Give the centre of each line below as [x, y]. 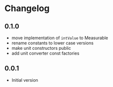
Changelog [27, 8]
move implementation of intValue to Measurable [60, 38]
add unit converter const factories [45, 53]
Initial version [25, 80]
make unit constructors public [41, 48]
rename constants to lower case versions [52, 43]
